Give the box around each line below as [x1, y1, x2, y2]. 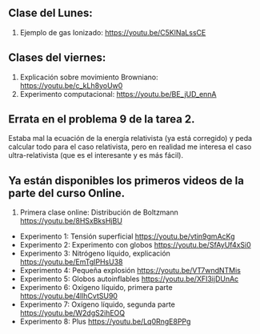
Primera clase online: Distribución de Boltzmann [19, 207, 178, 217]
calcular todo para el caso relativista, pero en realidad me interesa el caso [8, 142, 252, 151]
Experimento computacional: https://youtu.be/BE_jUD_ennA [19, 89, 218, 99]
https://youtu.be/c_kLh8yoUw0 [19, 80, 123, 91]
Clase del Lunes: [8, 6, 94, 20]
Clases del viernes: [8, 51, 106, 65]
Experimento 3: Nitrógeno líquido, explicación [19, 248, 170, 259]
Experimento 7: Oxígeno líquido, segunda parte [19, 300, 176, 309]
